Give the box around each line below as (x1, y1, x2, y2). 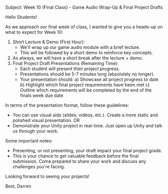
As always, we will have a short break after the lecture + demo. (12, 55, 143, 61)
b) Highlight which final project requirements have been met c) (20, 82, 150, 88)
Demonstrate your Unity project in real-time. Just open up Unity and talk (12, 123, 162, 128)
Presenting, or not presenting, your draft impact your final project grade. (12, 148, 162, 153)
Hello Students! (5, 14, 37, 20)
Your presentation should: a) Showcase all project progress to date (20, 77, 158, 82)
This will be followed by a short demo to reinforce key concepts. (20, 50, 153, 55)
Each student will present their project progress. (20, 66, 120, 72)
